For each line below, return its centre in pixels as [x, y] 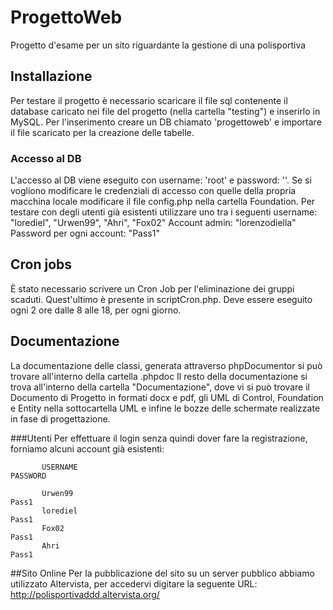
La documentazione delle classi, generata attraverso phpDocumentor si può [166, 365]
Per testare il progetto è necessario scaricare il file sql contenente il [149, 100]
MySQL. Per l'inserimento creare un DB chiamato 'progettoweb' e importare [166, 122]
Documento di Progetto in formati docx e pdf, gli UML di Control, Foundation [167, 397]
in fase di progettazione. [60, 418]
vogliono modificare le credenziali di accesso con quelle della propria [153, 191]
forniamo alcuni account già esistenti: [87, 448]
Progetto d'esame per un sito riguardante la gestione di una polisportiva [158, 45]
